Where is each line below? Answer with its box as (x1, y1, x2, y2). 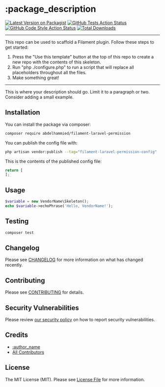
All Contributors (12, 349, 44, 355)
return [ (5, 168, 23, 173)
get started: (5, 44, 28, 50)
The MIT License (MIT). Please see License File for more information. (5, 376, 145, 382)
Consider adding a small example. (5, 94, 74, 100)
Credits (5, 331, 28, 339)
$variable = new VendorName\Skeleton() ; (5, 199, 89, 204)
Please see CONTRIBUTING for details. (5, 289, 84, 296)
